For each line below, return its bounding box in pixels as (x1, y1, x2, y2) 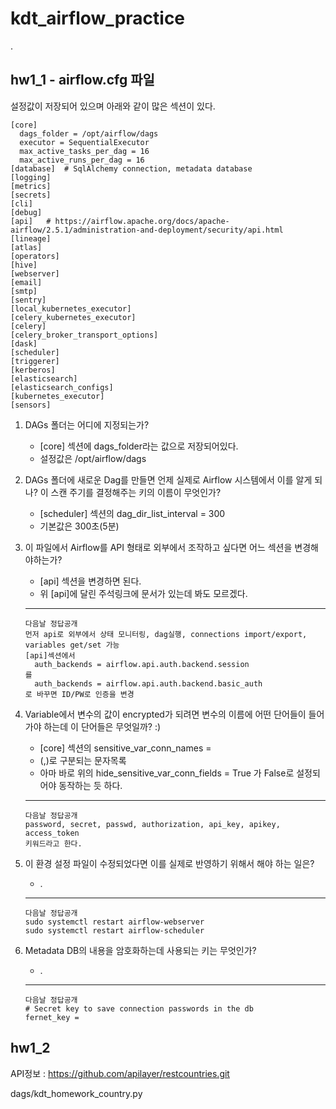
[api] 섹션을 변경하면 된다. (39, 575, 142, 587)
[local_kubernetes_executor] (10, 303, 132, 314)
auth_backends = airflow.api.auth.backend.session (34, 659, 250, 669)
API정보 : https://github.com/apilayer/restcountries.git (10, 1067, 230, 1079)
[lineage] (10, 233, 52, 244)
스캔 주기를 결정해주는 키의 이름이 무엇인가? (50, 486, 222, 498)
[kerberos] (10, 365, 56, 375)
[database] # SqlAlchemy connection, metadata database (10, 163, 253, 174)
